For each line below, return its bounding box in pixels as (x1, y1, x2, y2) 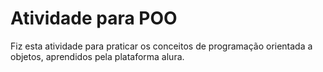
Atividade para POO (10, 7, 178, 30)
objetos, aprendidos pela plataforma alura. (10, 50, 185, 62)
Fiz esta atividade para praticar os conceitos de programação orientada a (10, 40, 313, 52)
